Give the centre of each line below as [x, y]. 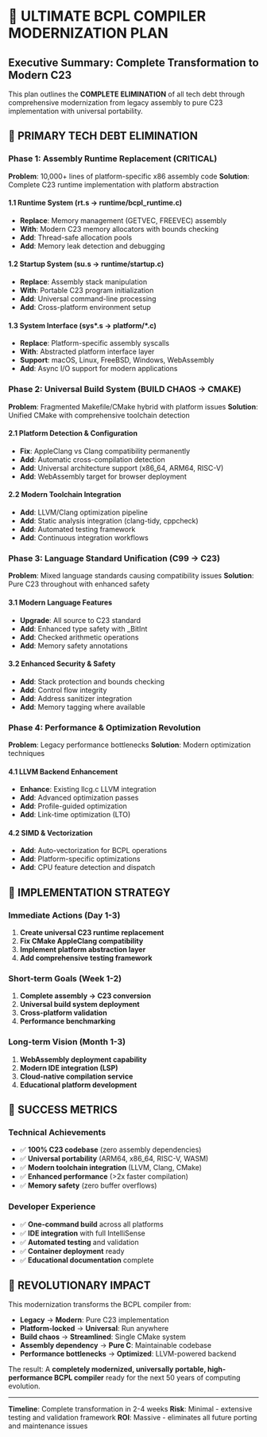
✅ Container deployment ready [72, 1251]
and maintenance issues [48, 1426]
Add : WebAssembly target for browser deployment [103, 476]
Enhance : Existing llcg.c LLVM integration [88, 789]
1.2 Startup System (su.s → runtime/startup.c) [86, 264]
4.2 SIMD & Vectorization [50, 832]
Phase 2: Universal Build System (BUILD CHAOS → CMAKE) [125, 390]
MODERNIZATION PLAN [88, 33]
